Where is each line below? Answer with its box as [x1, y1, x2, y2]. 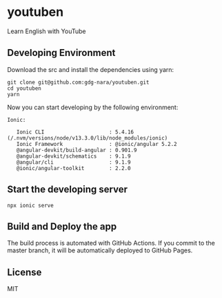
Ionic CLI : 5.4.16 [16, 129, 134, 136]
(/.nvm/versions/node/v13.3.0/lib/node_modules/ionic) [7, 134, 168, 142]
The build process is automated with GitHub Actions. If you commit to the [7, 239, 215, 248]
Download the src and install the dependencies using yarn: [7, 65, 174, 73]
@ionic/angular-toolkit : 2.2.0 [16, 165, 131, 171]
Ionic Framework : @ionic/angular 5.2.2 [16, 140, 177, 147]
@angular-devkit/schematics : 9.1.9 [16, 153, 131, 160]
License [7, 266, 42, 278]
